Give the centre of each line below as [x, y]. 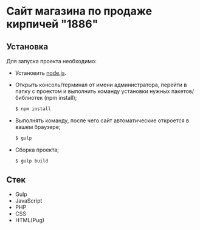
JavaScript [29, 201]
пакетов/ [183, 91]
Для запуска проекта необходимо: [52, 61]
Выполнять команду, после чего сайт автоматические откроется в [102, 120]
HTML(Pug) [29, 220]
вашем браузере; [38, 127]
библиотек [29, 98]
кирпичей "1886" [52, 24]
